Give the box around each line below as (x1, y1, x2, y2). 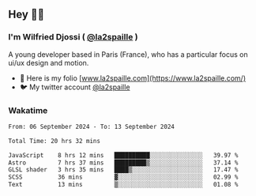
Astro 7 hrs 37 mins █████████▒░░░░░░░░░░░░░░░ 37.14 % (8, 159, 239, 167)
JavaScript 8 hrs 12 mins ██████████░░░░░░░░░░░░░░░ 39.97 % (8, 151, 239, 159)
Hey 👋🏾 (8, 8, 45, 21)
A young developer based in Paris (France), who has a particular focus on (8, 49, 248, 59)
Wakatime (8, 104, 48, 115)
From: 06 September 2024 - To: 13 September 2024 (8, 122, 175, 130)
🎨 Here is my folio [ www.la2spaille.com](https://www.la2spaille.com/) (19, 73, 247, 83)
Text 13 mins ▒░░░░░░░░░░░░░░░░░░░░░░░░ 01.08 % (8, 181, 239, 189)
